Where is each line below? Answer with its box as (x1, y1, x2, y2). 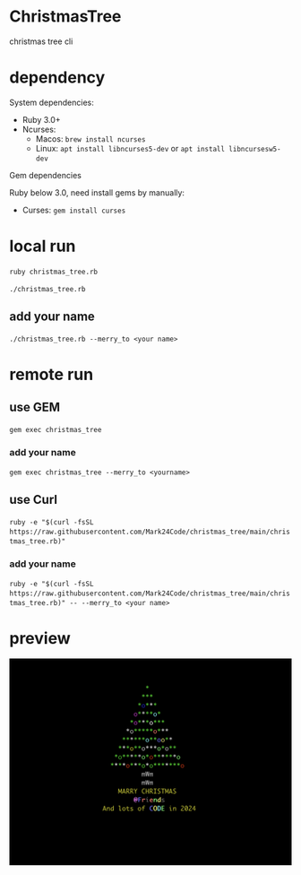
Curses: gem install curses (21, 204, 126, 215)
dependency (9, 67, 106, 88)
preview (9, 628, 72, 649)
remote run (9, 364, 94, 385)
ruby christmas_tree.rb (9, 267, 99, 276)
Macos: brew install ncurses (35, 133, 146, 144)
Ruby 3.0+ (21, 114, 61, 125)
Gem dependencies (9, 169, 82, 180)
